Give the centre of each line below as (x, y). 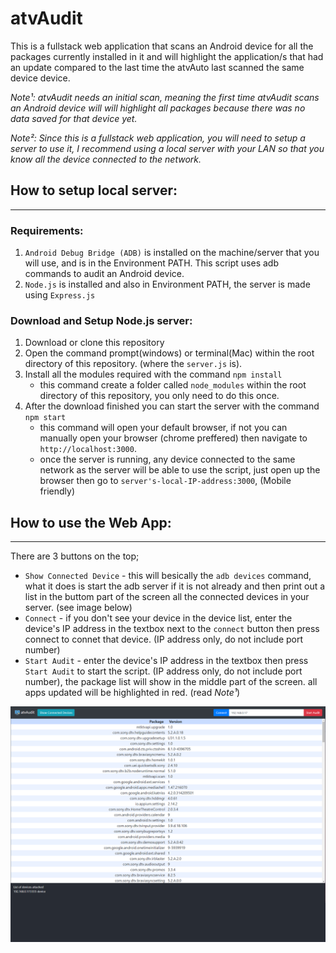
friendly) (57, 491)
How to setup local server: (94, 190)
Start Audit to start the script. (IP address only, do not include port (163, 671)
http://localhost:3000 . (88, 449)
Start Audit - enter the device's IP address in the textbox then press (166, 661)
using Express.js (60, 295)
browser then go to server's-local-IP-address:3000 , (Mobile (165, 481)
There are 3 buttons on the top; (75, 556)
